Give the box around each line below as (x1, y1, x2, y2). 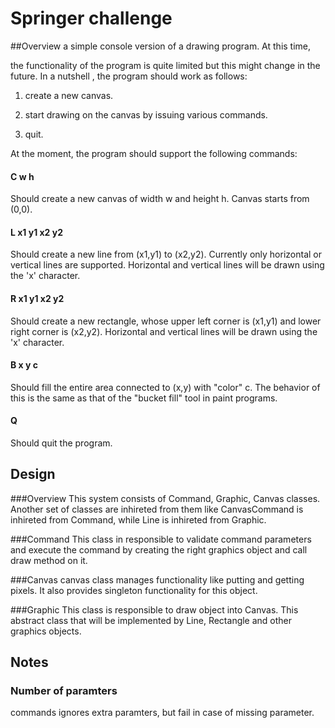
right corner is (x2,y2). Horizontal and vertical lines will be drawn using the (10, 325, 318, 337)
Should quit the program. (10, 437, 113, 449)
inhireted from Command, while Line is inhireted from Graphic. (10, 513, 267, 526)
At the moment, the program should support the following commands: (10, 147, 298, 159)
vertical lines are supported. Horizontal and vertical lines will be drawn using (10, 259, 325, 271)
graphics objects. (10, 625, 82, 637)
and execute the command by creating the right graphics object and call (10, 543, 308, 556)
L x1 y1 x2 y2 (10, 226, 63, 238)
